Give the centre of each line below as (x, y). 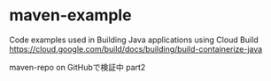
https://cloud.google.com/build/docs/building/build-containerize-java (136, 48)
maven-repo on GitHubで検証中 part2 (77, 67)
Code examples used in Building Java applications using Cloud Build (134, 40)
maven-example (70, 15)
